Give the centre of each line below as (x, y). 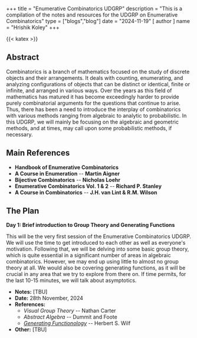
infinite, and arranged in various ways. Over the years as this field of (89, 90)
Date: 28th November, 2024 (49, 298)
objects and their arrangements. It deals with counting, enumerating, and (95, 78)
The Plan (23, 211)
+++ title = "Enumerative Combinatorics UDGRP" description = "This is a (94, 9)
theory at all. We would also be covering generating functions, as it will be (96, 268)
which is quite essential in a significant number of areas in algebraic (88, 255)
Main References (38, 153)
